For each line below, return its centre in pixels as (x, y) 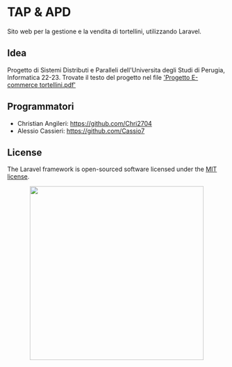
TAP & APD (39, 12)
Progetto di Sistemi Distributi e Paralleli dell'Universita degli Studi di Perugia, (116, 70)
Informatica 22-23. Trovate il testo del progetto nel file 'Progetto (99, 77)
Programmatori (41, 107)
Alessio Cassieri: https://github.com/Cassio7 (81, 131)
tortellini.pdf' (58, 85)
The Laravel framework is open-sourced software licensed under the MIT (112, 169)
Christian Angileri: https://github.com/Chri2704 (85, 123)
